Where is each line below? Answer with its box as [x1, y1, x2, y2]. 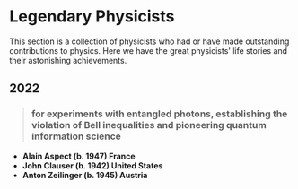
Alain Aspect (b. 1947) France [22, 150, 136, 161]
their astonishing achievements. [9, 55, 127, 65]
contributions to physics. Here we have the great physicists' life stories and [9, 45, 288, 56]
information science [31, 130, 121, 142]
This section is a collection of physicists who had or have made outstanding [9, 36, 290, 47]
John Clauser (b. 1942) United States [22, 159, 163, 171]
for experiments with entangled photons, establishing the [31, 107, 288, 120]
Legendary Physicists [9, 6, 175, 27]
